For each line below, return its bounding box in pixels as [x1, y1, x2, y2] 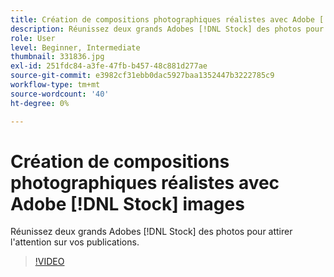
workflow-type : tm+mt [10, 80, 101, 90]
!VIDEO [34, 256, 65, 268]
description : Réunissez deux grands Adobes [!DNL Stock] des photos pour [10, 24, 325, 34]
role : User [10, 33, 56, 43]
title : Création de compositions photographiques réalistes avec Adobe [10, 14, 315, 25]
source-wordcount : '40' [10, 89, 110, 99]
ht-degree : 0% [10, 98, 70, 108]
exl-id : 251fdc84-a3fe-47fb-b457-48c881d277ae [10, 61, 208, 71]
